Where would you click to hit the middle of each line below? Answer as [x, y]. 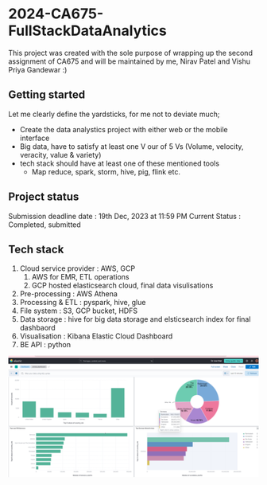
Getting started [47, 95]
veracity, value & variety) [60, 154]
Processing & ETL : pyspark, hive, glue [83, 303]
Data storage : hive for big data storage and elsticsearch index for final [135, 319]
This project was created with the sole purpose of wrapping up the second [130, 53]
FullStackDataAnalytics [87, 31]
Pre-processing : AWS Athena [68, 294]
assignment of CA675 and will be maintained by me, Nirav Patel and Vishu [129, 61]
